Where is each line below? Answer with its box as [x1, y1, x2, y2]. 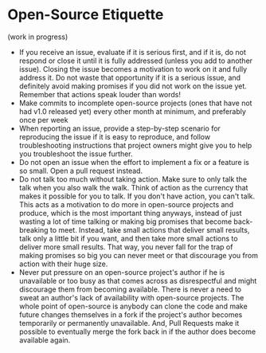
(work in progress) [7, 32, 68, 41]
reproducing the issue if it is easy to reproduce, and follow [18, 131, 211, 141]
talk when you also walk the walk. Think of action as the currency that [18, 182, 248, 192]
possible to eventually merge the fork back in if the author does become [18, 327, 256, 336]
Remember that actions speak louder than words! [18, 89, 181, 99]
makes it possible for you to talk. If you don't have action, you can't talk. [18, 191, 256, 201]
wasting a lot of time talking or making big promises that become [18, 217, 233, 226]
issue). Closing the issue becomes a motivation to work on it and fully [18, 64, 248, 73]
